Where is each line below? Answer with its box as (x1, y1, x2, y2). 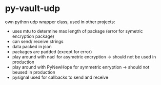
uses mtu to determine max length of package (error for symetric (12, 28, 143, 34)
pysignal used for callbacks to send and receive (12, 74, 109, 80)
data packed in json (12, 43, 52, 49)
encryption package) (12, 33, 55, 39)
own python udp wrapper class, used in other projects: (5, 19, 116, 25)
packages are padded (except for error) (12, 49, 92, 55)
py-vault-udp (5, 3, 60, 14)
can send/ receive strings (12, 38, 63, 44)
